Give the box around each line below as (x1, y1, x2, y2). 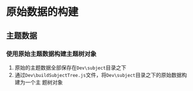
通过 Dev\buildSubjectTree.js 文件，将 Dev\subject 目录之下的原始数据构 (14, 71, 187, 78)
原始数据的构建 (6, 5, 79, 19)
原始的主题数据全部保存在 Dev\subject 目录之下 (14, 64, 127, 71)
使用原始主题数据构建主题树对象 (6, 49, 97, 58)
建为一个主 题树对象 (14, 79, 63, 86)
